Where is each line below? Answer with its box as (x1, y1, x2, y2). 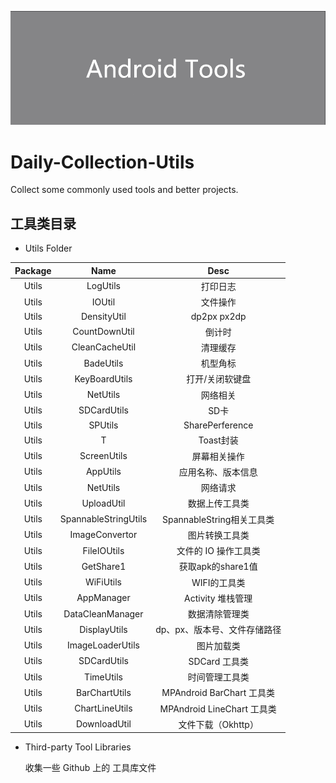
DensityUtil (81, 311, 127, 323)
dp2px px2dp (190, 311, 247, 323)
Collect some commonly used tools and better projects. (10, 184, 239, 196)
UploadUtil (81, 497, 126, 509)
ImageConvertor (69, 529, 138, 541)
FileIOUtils (82, 544, 125, 556)
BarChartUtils (75, 686, 132, 698)
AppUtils (85, 466, 122, 478)
